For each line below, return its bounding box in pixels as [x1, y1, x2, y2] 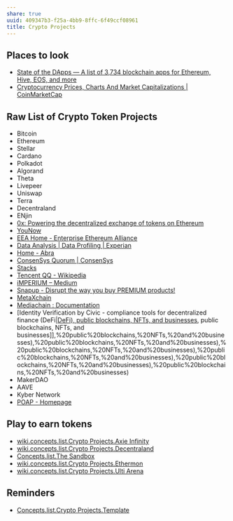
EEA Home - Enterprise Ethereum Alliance [16, 234, 138, 242]
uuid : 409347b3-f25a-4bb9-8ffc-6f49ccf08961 [6, 17, 139, 24]
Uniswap [16, 189, 43, 197]
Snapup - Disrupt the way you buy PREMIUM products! [16, 286, 176, 294]
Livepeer [16, 182, 43, 190]
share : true [6, 10, 41, 18]
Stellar [16, 145, 36, 152]
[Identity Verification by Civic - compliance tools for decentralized [16, 308, 207, 317]
